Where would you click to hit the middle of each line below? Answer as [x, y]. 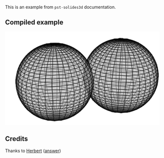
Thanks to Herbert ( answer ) [33, 151]
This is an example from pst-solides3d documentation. [60, 7]
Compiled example [34, 22]
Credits [17, 139]
